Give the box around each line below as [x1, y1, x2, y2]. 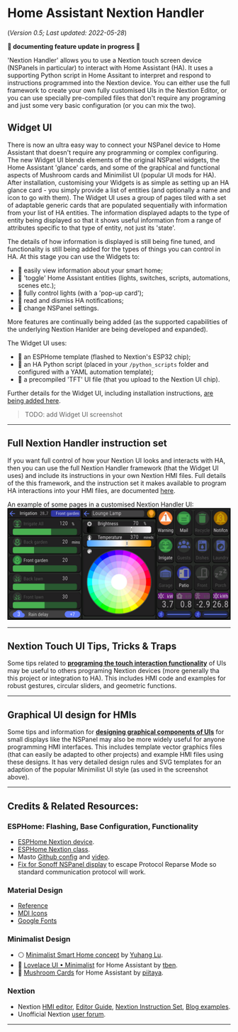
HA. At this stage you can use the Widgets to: [7, 252, 140, 260]
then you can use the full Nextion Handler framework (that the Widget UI [7, 463, 219, 472]
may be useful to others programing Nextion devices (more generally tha [7, 667, 220, 675]
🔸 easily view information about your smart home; [17, 266, 163, 274]
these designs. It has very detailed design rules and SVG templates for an [7, 758, 222, 767]
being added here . [7, 396, 62, 405]
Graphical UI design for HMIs [7, 709, 137, 721]
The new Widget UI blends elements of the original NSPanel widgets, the [7, 155, 220, 164]
